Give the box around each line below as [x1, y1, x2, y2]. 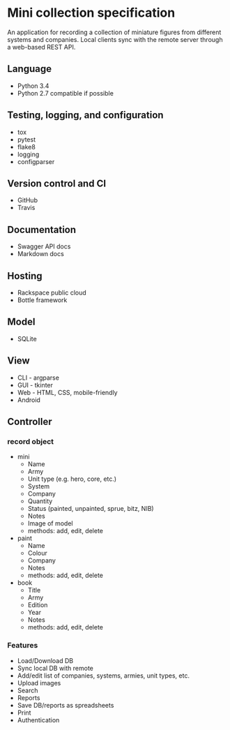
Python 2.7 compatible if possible [17, 89, 114, 97]
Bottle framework [17, 296, 68, 304]
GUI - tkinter [17, 380, 54, 389]
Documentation [7, 223, 77, 235]
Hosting [7, 270, 43, 282]
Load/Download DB [17, 656, 74, 664]
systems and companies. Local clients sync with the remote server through [7, 35, 223, 43]
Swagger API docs [17, 242, 71, 251]
